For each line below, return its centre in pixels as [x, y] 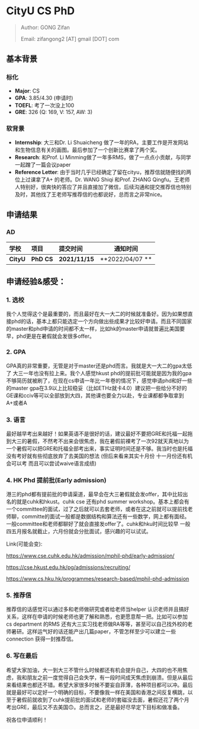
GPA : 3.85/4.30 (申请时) [44, 98]
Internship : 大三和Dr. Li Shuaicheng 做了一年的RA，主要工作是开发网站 [101, 142]
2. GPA [16, 352]
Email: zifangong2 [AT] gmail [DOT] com [70, 39]
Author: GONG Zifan [45, 27]
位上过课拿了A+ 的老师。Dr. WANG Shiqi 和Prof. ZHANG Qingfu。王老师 [102, 179]
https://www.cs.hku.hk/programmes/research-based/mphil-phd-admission [98, 579]
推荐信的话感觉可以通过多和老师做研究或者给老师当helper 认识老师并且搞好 [98, 609]
